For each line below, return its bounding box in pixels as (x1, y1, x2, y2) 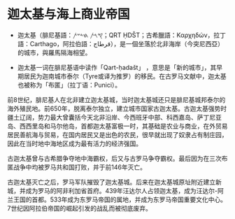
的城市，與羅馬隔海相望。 (17, 48, 92, 57)
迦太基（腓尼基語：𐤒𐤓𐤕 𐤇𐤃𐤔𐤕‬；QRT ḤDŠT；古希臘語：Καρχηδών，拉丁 (17, 31, 226, 39)
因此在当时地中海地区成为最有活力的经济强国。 (7, 139, 142, 148)
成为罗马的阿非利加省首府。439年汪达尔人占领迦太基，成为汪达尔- (25, 186, 218, 195)
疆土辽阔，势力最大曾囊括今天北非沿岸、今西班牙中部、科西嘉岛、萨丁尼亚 (7, 113, 222, 121)
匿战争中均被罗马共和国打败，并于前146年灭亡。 (7, 162, 147, 171)
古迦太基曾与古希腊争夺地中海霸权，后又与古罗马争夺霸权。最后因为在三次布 (7, 154, 228, 162)
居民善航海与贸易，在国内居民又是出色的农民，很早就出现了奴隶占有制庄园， (7, 130, 228, 139)
